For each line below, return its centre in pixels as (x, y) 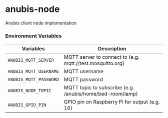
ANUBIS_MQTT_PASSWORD (33, 80)
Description (112, 49)
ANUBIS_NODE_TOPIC (29, 91)
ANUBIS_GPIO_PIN (27, 105)
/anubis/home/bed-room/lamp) (101, 94)
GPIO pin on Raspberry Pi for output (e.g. (112, 102)
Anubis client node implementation (41, 23)
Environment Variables (33, 36)
